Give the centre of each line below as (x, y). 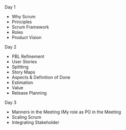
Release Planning (29, 93)
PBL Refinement (28, 56)
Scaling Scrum (26, 117)
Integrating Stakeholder (36, 122)
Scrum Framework (30, 27)
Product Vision (27, 37)
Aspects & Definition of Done (41, 77)
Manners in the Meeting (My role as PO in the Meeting (66, 112)
